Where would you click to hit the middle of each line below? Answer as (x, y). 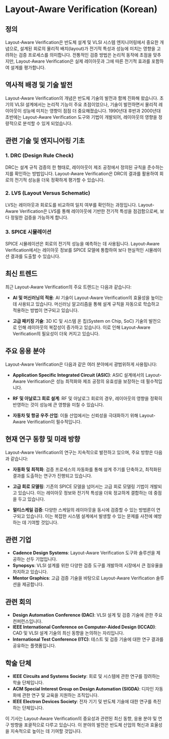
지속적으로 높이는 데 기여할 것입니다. (46, 731)
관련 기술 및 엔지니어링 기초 (45, 141)
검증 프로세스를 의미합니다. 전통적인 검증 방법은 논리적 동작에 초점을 (85, 55)
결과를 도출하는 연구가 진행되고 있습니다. (52, 475)
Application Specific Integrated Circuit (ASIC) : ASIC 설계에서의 (78, 375)
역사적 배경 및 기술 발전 (39, 85)
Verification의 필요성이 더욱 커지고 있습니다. (56, 333)
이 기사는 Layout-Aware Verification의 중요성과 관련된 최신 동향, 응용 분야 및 (81, 718)
